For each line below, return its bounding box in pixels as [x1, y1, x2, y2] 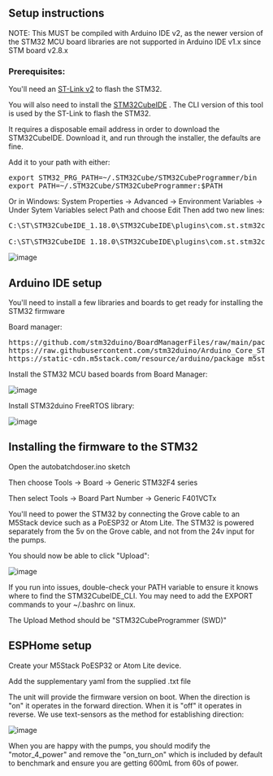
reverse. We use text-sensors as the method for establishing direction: [8, 709, 245, 719]
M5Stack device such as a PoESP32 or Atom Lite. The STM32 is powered [8, 517, 254, 527]
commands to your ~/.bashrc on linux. [8, 599, 136, 609]
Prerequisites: [8, 65, 66, 76]
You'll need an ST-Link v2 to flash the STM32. [8, 85, 162, 94]
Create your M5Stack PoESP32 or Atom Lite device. [8, 660, 182, 670]
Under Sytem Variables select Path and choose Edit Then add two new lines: [8, 205, 265, 215]
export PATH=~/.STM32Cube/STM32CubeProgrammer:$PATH [8, 181, 223, 190]
